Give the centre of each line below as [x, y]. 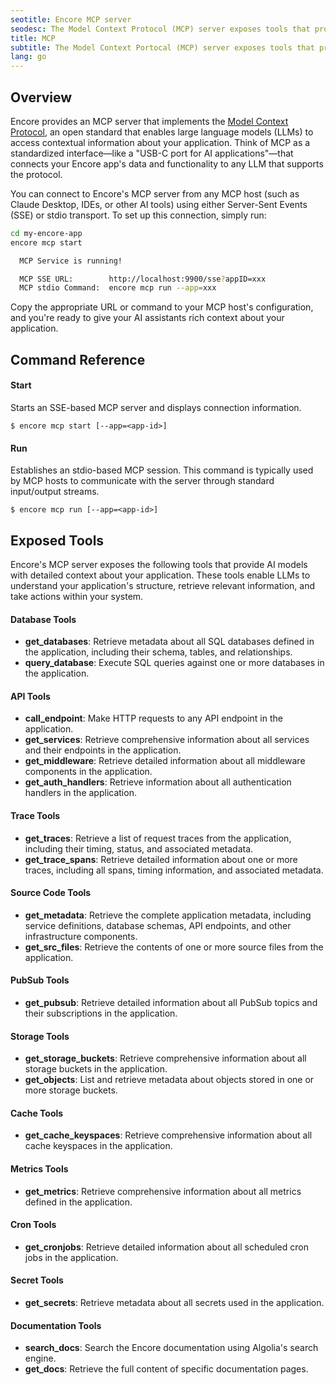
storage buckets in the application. [96, 1069]
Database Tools [43, 619]
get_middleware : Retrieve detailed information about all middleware [165, 761]
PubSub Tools [40, 980]
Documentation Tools [56, 1325]
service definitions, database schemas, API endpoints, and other [158, 925]
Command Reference [78, 359]
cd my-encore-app [46, 233]
